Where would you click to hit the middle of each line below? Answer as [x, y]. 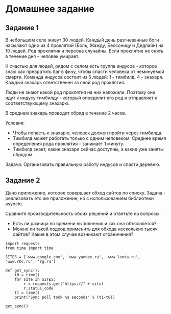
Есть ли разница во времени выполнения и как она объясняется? [84, 223]
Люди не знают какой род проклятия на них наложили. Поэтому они [80, 92]
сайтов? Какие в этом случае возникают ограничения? [73, 234]
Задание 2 [23, 180]
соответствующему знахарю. [38, 103]
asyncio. [14, 203]
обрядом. [23, 154]
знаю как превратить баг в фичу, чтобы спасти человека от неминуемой [85, 71]
